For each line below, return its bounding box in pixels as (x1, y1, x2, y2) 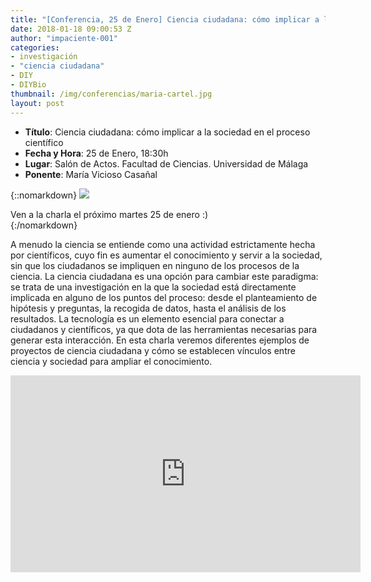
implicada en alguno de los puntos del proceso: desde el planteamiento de (10, 291, 318, 303)
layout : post (10, 98, 65, 108)
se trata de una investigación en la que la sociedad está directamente (10, 281, 297, 293)
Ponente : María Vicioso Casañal (24, 168, 158, 180)
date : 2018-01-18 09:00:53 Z (10, 24, 132, 34)
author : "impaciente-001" (10, 33, 118, 43)
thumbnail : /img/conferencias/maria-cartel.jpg (10, 89, 213, 99)
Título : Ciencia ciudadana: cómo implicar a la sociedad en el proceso (24, 126, 311, 138)
